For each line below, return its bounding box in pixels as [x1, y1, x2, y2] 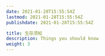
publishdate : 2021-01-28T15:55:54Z [6, 19, 94, 25]
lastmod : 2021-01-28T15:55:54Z [6, 14, 83, 20]
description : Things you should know [6, 36, 99, 42]
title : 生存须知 [6, 30, 42, 36]
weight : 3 [6, 41, 31, 47]
